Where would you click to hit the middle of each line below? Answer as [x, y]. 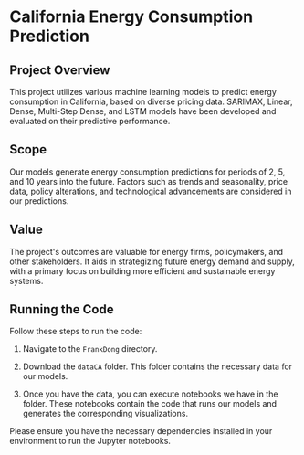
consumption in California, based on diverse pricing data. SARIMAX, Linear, [151, 101]
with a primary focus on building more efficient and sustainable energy [142, 270]
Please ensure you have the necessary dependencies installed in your [141, 431]
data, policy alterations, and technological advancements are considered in [151, 191]
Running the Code [62, 309]
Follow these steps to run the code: [76, 332]
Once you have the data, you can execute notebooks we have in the [150, 394]
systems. [26, 280]
